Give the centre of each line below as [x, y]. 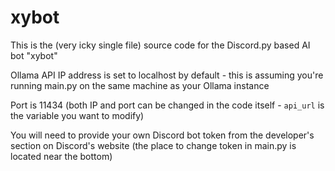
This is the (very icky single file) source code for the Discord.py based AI [160, 45]
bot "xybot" [34, 55]
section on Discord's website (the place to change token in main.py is [153, 145]
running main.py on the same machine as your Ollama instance [140, 85]
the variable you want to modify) [77, 115]
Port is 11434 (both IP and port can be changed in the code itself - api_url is [167, 105]
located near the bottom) [61, 156]
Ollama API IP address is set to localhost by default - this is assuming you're [167, 75]
